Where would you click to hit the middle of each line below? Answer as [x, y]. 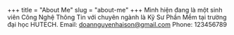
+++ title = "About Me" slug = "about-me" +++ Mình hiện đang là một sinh [115, 10]
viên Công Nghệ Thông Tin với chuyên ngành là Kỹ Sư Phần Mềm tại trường [117, 17]
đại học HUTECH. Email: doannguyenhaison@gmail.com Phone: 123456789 [117, 24]
